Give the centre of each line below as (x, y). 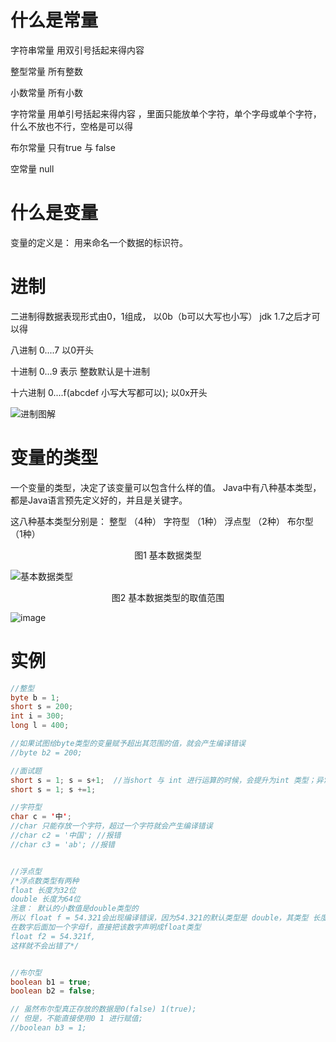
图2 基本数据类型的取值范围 (168, 597)
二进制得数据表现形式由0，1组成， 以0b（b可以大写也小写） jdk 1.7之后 (156, 316)
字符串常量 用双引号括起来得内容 (77, 50)
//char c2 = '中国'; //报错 (66, 836)
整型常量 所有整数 (46, 71)
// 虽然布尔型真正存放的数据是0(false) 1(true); (103, 1009)
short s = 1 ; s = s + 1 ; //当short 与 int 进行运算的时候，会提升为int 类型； (163, 780)
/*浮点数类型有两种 (45, 881)
